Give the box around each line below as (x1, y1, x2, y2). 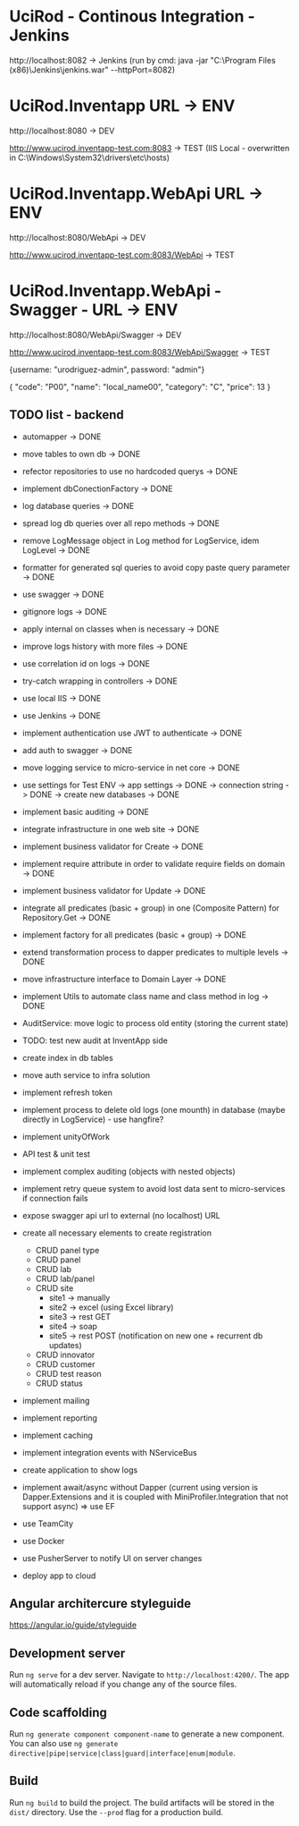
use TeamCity (21, 1518, 74, 1529)
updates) (48, 1339, 82, 1350)
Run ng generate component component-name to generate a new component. (9, 1728, 286, 1739)
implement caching (21, 1430, 94, 1440)
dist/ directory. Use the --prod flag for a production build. (9, 1806, 223, 1817)
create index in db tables (21, 1052, 113, 1063)
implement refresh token (21, 1087, 113, 1098)
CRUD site (35, 1282, 74, 1294)
